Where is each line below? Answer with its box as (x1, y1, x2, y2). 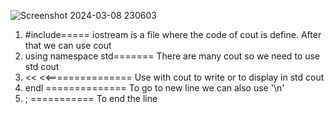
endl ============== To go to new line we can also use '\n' (24, 82, 285, 94)
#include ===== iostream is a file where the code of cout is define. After (24, 29, 322, 40)
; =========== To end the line (24, 93, 158, 104)
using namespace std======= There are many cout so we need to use (24, 50, 320, 62)
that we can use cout (24, 40, 112, 51)
